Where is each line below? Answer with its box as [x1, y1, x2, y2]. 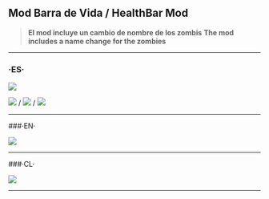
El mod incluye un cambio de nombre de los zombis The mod [27, 27, 235, 37]
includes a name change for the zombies [27, 36, 167, 46]
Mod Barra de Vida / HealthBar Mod [8, 6, 189, 20]
